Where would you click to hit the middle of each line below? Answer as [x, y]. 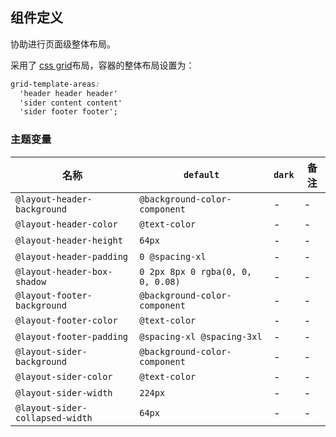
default [201, 174]
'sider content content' [71, 103]
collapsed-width [54, 417]
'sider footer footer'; [68, 112]
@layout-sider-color [64, 376]
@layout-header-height [69, 240]
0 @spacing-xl [173, 256]
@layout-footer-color [66, 320]
